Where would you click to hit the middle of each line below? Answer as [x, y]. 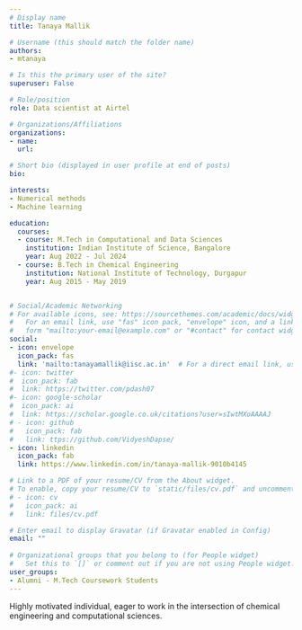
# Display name [38, 18]
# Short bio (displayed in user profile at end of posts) [120, 166]
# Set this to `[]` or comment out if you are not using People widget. [152, 563]
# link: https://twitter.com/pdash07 [82, 389]
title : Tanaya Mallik [50, 26]
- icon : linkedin [42, 448]
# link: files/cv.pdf [54, 514]
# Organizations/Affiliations [66, 124]
